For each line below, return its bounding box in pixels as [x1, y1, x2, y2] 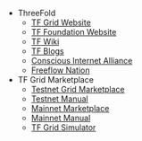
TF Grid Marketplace [17, 75, 94, 84]
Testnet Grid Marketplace [30, 84, 125, 94]
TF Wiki [30, 36, 60, 47]
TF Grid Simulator [30, 122, 96, 133]
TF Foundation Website [30, 27, 117, 37]
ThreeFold [17, 8, 56, 18]
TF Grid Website [30, 17, 91, 28]
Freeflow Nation [30, 65, 90, 75]
